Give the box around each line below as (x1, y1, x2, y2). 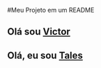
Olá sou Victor (7, 26, 71, 37)
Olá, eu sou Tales (7, 49, 84, 61)
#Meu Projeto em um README (7, 6, 95, 14)
